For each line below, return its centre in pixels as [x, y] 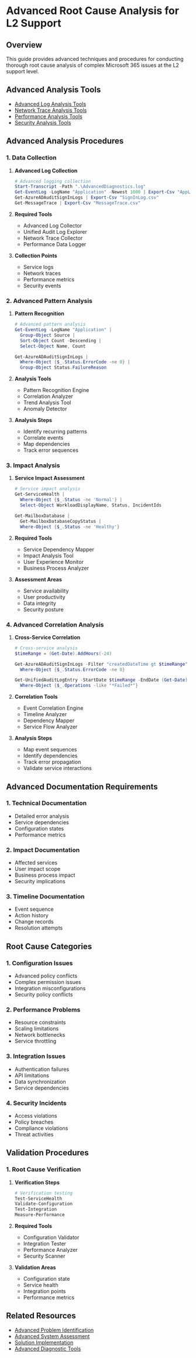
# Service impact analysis [47, 489]
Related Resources [41, 1316]
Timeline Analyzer [45, 714]
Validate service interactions [57, 768]
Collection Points [36, 256]
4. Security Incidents [36, 1103]
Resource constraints [40, 1022]
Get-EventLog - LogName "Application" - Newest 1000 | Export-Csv [94, 192]
